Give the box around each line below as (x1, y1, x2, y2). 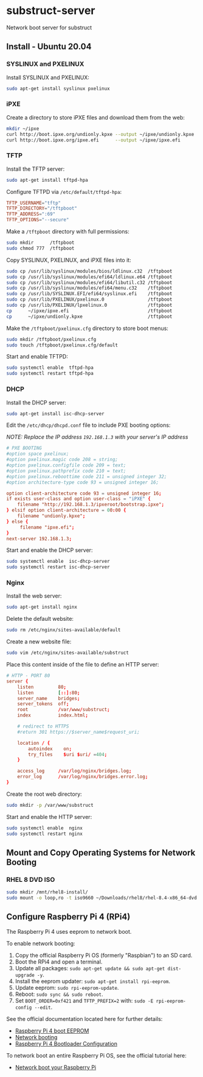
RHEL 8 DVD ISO (6, 875, 55, 884)
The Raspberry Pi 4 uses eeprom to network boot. (6, 928, 132, 935)
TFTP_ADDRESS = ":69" (6, 211, 56, 217)
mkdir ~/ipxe (6, 126, 40, 132)
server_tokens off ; (17, 701, 69, 707)
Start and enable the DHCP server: (6, 546, 93, 554)
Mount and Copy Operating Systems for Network (6, 847, 196, 857)
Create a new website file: (6, 638, 72, 645)
